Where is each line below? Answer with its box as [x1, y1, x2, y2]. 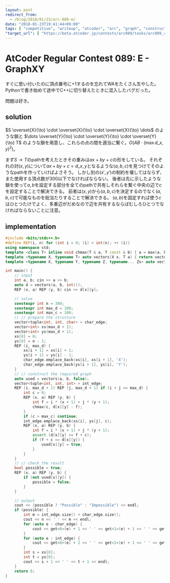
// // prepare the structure [14, 315, 76, 320]
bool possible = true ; [14, 466, 62, 471]
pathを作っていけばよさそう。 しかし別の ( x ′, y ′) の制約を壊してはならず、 [14, 169, 164, 175]
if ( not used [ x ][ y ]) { [23, 475, 71, 480]
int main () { [5, 268, 33, 274]
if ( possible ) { [14, 508, 49, 513]
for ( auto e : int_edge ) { [23, 535, 80, 541]
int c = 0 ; [23, 390, 47, 395]
